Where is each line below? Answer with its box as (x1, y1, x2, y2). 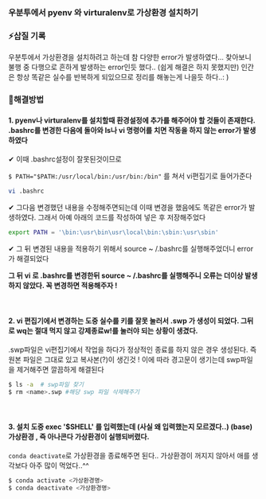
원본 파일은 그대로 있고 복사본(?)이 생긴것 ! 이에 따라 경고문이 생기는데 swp (8, 355, 241, 365)
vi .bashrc (8, 187, 45, 196)
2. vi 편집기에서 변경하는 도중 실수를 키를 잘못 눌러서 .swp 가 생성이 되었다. (8, 316, 240, 326)
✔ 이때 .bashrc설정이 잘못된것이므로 (8, 154, 122, 164)
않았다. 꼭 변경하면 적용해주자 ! (22, 281, 118, 290)
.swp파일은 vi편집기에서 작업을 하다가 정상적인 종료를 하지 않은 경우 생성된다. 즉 (8, 345, 257, 355)
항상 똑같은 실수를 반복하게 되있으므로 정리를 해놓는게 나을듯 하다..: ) (16, 72, 229, 82)
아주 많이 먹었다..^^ (29, 461, 89, 470)
